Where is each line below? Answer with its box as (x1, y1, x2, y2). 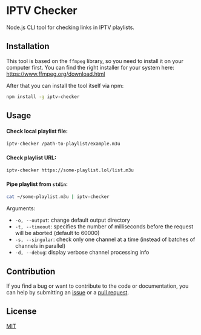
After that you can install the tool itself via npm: (6, 82, 124, 89)
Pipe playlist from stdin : (6, 180, 68, 188)
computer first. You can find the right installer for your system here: (6, 64, 174, 71)
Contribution (6, 266, 56, 276)
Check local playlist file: (6, 127, 68, 134)
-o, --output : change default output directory (15, 216, 130, 224)
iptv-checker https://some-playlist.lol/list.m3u (6, 167, 134, 173)
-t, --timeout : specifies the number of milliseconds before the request (15, 223, 194, 230)
